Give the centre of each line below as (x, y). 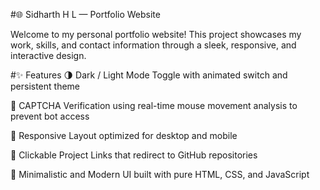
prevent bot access (50, 116)
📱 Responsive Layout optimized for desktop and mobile (124, 135)
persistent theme (45, 86)
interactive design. (48, 55)
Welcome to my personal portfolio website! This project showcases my (156, 34)
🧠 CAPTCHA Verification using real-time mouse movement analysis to (154, 105)
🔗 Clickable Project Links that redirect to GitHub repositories (134, 155)
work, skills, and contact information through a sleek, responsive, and (153, 45)
